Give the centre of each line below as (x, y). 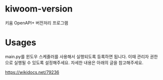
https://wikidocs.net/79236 (32, 72)
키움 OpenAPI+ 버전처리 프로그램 (37, 23)
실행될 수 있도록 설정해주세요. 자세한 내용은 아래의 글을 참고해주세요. (79, 62)
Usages (21, 43)
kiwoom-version (39, 9)
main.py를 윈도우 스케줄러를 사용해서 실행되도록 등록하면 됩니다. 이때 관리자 (77, 56)
